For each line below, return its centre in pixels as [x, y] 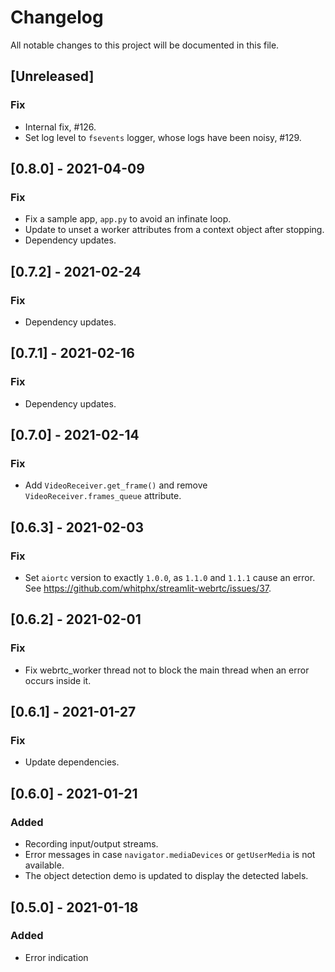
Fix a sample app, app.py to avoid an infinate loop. [128, 219]
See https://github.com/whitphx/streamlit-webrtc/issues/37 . [148, 588]
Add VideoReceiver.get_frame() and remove [116, 485]
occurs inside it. [58, 680]
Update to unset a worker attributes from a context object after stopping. [174, 230]
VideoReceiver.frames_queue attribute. [103, 496]
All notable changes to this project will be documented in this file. [145, 45]
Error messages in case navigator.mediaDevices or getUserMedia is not [170, 855]
